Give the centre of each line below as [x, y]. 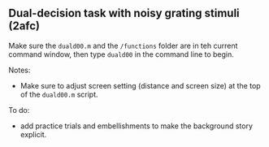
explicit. [33, 134]
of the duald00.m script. [59, 94]
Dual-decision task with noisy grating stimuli [124, 13]
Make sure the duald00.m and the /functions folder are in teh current [123, 45]
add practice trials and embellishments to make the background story [137, 126]
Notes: [20, 70]
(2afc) [24, 26]
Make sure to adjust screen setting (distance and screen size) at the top [141, 85]
